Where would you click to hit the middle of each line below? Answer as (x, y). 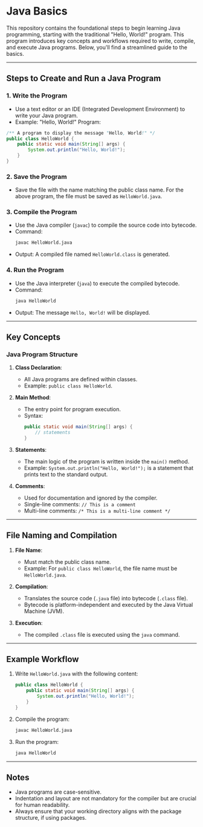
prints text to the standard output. (66, 474)
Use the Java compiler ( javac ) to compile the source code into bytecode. (106, 225)
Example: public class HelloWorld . (68, 386)
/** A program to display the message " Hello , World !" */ (81, 133)
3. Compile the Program (42, 212)
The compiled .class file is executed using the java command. (102, 634)
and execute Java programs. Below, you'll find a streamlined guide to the (97, 47)
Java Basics (37, 11)
